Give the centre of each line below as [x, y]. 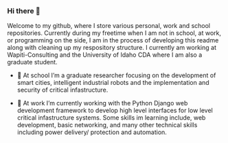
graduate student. [32, 62]
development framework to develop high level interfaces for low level [115, 110]
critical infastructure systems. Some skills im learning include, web [111, 118]
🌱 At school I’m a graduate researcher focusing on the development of [116, 75]
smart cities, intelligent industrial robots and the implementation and [113, 83]
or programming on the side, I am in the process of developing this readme [113, 40]
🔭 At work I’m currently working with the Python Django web [102, 103]
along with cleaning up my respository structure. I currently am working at [112, 48]
